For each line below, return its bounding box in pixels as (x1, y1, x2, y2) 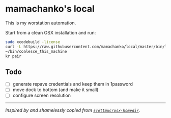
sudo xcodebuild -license (5, 39, 60, 45)
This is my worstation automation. (5, 20, 76, 26)
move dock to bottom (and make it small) (12, 87, 99, 93)
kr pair (5, 54, 22, 59)
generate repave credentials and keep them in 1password (12, 81, 133, 87)
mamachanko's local (5, 3, 95, 15)
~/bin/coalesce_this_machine (5, 49, 67, 54)
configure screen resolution (12, 92, 71, 99)
